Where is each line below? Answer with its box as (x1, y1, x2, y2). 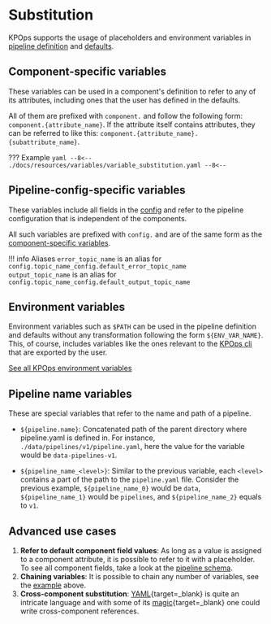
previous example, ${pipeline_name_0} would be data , (19, 483, 201, 493)
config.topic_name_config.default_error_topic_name (8, 262, 187, 270)
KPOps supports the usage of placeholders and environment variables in (8, 33, 252, 42)
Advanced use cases (8, 524, 117, 538)
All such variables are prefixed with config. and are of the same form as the (8, 229, 262, 239)
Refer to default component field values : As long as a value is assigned (19, 546, 262, 555)
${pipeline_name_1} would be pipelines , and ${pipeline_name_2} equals (19, 492, 262, 502)
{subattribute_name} (8, 138, 79, 146)
